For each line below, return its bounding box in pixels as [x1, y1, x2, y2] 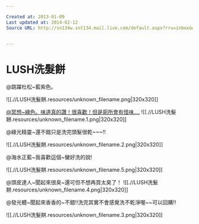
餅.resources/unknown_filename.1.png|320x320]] [6, 116, 127, 123]
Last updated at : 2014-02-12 [6, 19, 78, 25]
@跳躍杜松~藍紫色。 [6, 84, 56, 91]
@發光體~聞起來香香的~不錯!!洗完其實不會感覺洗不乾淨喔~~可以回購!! [6, 199, 176, 206]
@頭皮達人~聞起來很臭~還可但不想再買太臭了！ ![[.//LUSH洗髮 [6, 179, 159, 186]
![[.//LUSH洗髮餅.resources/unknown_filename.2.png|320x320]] [6, 141, 163, 148]
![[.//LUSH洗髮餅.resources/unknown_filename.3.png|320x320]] [6, 212, 163, 219]
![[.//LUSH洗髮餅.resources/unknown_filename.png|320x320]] [6, 96, 159, 103]
